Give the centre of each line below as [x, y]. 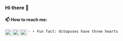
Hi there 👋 [17, 8]
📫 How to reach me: [26, 19]
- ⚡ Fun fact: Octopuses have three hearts [73, 32]
